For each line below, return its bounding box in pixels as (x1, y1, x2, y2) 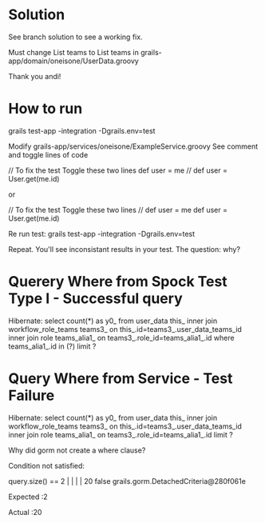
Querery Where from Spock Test (8, 273, 227, 291)
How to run (8, 100, 83, 118)
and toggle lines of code (8, 150, 89, 159)
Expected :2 (8, 492, 48, 501)
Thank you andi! (8, 71, 61, 81)
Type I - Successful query (8, 289, 183, 308)
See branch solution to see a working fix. (8, 32, 143, 42)
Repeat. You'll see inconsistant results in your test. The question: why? (8, 244, 241, 254)
